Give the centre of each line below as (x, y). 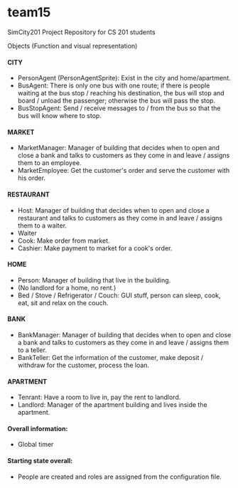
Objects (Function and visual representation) (72, 46)
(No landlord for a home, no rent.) (67, 287)
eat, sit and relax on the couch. (63, 302)
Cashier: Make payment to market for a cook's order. (95, 248)
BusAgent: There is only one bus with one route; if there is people (114, 85)
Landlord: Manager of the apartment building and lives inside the (112, 405)
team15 (29, 12)
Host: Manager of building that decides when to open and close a (113, 210)
